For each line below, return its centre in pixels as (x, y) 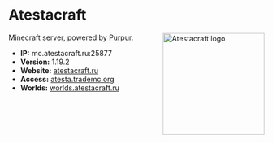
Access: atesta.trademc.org (67, 79)
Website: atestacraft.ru (59, 70)
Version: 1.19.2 (45, 62)
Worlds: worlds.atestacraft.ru (70, 88)
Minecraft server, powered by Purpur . (71, 37)
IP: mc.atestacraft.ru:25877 (66, 53)
